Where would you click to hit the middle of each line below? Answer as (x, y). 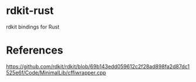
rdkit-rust (30, 11)
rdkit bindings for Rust (33, 27)
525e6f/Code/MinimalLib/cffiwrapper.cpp (56, 72)
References (35, 50)
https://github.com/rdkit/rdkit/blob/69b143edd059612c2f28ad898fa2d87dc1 (98, 66)
